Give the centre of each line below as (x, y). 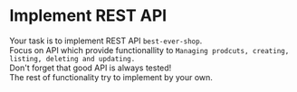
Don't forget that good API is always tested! (91, 68)
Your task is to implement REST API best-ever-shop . (106, 41)
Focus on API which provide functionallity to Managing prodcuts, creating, (149, 50)
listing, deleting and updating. (72, 59)
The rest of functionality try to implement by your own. (111, 77)
